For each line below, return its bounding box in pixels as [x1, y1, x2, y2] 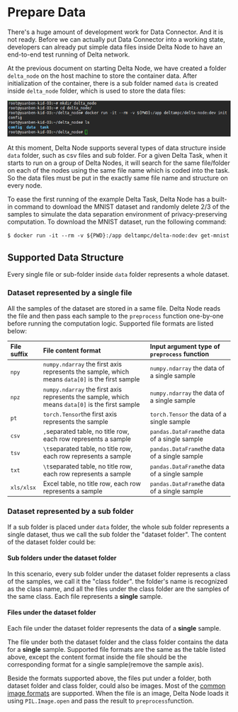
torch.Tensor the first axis [42, 410, 118, 418]
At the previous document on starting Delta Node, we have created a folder [7, 64, 227, 72]
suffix [10, 350, 28, 358]
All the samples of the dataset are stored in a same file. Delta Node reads [7, 304, 221, 312]
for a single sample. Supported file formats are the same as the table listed [7, 645, 226, 653]
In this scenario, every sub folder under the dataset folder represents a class [7, 569, 231, 578]
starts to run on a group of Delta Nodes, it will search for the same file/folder [7, 159, 230, 167]
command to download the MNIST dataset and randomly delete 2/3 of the [13, 202, 230, 211]
